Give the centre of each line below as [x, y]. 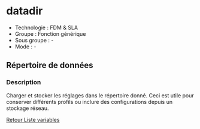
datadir [25, 11]
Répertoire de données [50, 65]
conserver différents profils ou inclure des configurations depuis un [89, 102]
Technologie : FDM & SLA [46, 27]
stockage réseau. [28, 108]
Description [24, 82]
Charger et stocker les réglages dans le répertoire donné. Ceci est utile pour [100, 95]
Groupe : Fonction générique [50, 33]
